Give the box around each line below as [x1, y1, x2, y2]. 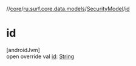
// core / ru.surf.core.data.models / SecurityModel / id [6, 5, 130, 12]
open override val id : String [6, 53, 75, 60]
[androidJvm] [6, 46, 41, 53]
